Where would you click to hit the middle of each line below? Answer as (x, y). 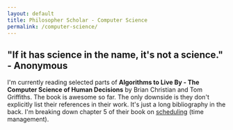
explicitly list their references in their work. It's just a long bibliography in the (116, 104)
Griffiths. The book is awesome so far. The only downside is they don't (109, 97)
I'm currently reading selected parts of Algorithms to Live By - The (103, 82)
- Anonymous (38, 66)
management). (28, 120)
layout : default (31, 14)
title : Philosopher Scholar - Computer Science (78, 20)
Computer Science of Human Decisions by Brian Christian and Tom (105, 90)
